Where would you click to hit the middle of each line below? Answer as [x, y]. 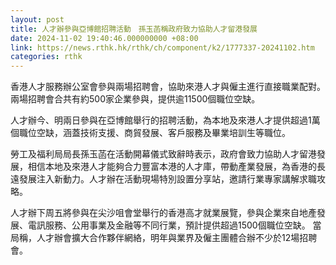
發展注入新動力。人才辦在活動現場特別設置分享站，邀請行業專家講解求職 [167, 179]
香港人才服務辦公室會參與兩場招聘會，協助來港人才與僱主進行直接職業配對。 [168, 87]
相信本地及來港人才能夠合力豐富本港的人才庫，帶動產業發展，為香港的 [172, 167]
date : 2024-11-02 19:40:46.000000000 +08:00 [104, 38]
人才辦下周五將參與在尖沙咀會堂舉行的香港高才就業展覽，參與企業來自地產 [163, 213]
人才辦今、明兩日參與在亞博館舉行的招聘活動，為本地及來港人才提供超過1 [161, 120]
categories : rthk [46, 57]
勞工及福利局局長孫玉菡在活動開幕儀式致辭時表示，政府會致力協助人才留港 [163, 154]
